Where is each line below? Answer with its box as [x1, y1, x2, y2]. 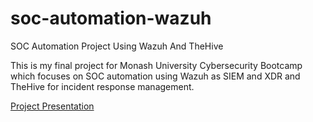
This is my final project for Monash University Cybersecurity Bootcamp [10, 59, 303, 71]
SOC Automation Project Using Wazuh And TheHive [10, 40, 224, 52]
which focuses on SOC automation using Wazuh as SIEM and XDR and [10, 70, 301, 82]
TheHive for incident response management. [10, 80, 195, 92]
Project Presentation [10, 100, 95, 112]
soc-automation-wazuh [10, 7, 212, 30]
